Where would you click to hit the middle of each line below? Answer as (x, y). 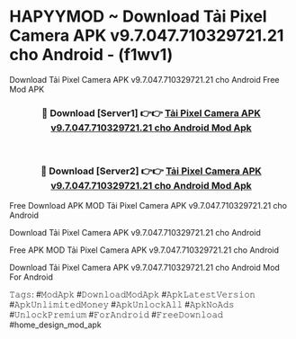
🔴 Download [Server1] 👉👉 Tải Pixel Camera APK (151, 112)
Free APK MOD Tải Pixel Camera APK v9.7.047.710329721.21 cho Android (144, 250)
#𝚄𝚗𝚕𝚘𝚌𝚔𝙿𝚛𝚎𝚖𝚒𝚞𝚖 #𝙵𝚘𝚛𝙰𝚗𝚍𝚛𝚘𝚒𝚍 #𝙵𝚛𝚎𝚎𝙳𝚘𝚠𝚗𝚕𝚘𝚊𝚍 (116, 314)
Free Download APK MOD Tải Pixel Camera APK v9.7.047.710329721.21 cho (148, 205)
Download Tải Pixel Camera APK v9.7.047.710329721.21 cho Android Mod (145, 267)
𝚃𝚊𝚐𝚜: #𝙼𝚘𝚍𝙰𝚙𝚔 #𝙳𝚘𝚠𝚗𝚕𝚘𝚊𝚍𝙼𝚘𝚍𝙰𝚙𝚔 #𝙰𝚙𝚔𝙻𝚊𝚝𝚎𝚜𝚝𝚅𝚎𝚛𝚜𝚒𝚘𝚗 (133, 294)
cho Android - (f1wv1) (91, 55)
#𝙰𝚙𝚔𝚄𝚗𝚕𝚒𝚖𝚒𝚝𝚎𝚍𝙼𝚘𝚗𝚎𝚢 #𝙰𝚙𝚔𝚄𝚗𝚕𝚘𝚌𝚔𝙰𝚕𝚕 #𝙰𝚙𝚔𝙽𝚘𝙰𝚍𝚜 (122, 304)
